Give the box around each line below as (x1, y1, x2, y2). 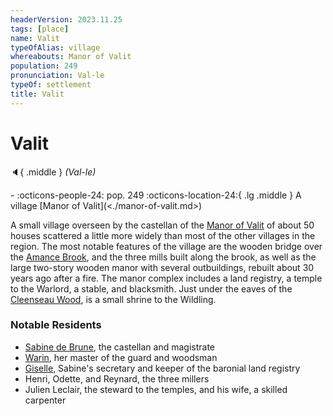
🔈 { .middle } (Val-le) (10, 166, 97, 178)
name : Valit (10, 33, 60, 43)
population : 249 (10, 61, 78, 71)
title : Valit (10, 89, 65, 99)
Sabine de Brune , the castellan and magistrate (24, 341, 216, 353)
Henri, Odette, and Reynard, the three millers (24, 372, 210, 385)
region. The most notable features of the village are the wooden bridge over (10, 240, 323, 252)
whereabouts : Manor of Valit (10, 52, 132, 62)
